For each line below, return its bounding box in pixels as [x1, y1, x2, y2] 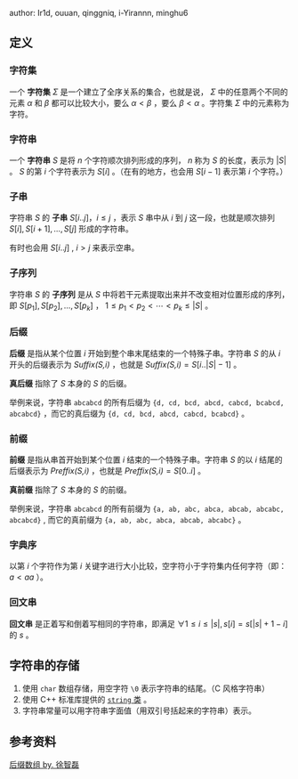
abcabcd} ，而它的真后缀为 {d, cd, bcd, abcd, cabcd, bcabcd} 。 [9, 408, 250, 418]
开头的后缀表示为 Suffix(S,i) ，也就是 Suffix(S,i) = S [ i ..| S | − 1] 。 [9, 359, 242, 369]
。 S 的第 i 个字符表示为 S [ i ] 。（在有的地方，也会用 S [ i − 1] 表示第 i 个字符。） [9, 166, 288, 176]
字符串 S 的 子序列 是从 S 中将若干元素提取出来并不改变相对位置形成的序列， [9, 288, 290, 299]
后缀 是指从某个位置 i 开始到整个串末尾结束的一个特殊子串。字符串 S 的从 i [9, 347, 281, 359]
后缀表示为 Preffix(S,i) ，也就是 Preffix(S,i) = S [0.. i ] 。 [9, 465, 206, 475]
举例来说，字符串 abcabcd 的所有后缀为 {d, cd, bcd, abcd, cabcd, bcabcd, [9, 396, 285, 408]
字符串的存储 [9, 658, 80, 673]
